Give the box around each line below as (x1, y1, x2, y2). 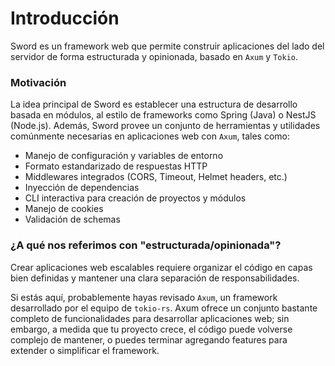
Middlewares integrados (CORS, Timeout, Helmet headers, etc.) (24, 171, 288, 183)
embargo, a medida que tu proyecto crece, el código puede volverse (10, 323, 293, 335)
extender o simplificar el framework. (10, 344, 160, 356)
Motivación (10, 75, 67, 89)
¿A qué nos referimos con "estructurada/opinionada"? (10, 238, 282, 252)
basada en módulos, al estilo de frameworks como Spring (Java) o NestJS (10, 109, 317, 121)
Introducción (10, 7, 120, 30)
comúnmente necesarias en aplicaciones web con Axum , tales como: (10, 130, 290, 142)
